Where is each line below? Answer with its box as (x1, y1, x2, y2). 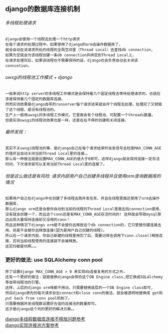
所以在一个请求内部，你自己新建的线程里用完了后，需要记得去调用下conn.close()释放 (5, 233, 159, 238)
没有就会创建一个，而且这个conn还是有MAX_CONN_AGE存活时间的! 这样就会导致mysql (5, 212, 158, 217)
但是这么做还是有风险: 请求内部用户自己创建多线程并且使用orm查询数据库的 (5, 173, 161, 179)
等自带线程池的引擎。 (5, 280, 43, 285)
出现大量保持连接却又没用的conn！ (9, 217, 70, 222)
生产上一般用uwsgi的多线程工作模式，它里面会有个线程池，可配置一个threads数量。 (5, 112, 155, 117)
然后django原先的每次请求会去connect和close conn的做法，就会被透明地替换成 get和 (5, 290, 163, 295)
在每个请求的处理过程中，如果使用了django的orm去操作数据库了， (5, 42, 123, 47)
